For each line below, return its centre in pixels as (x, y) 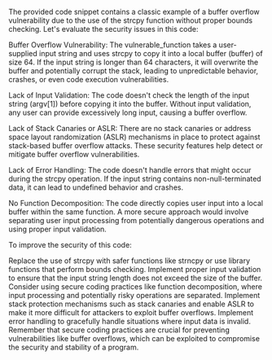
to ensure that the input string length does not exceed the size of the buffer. (136, 278)
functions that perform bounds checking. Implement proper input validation (135, 269)
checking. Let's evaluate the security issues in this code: (103, 29)
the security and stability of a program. (74, 347)
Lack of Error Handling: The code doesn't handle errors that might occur (130, 170)
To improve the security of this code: (70, 245)
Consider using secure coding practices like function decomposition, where (136, 287)
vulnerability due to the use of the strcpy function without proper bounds (131, 20)
